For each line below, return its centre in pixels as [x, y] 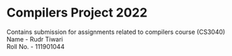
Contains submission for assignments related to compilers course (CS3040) [116, 32]
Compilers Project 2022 [77, 13]
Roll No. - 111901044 [36, 46]
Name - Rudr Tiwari [35, 39]
